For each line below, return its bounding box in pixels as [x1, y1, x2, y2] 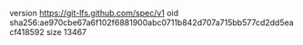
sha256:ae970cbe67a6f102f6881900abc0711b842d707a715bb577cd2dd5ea [9, 17, 294, 28]
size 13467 [45, 27, 87, 37]
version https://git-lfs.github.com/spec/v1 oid [9, 8, 179, 18]
